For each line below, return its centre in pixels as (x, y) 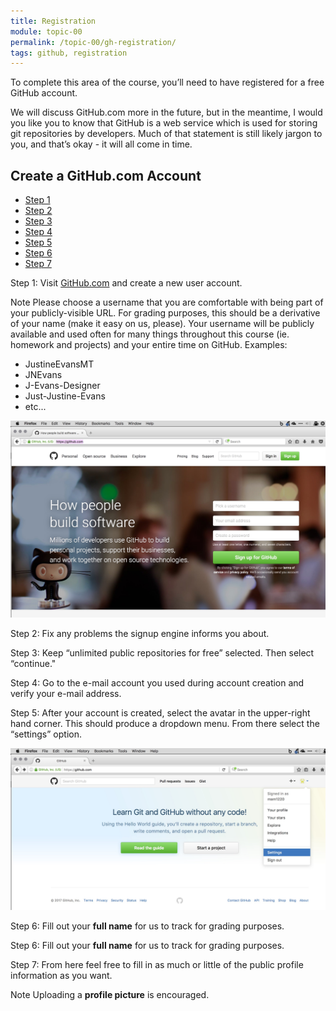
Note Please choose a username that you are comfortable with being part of (167, 302)
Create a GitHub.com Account (106, 175)
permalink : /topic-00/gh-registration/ (93, 42)
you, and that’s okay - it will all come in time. (101, 144)
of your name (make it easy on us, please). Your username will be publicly (162, 324)
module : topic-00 (46, 31)
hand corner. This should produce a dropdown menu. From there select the (165, 723)
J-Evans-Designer (62, 386)
